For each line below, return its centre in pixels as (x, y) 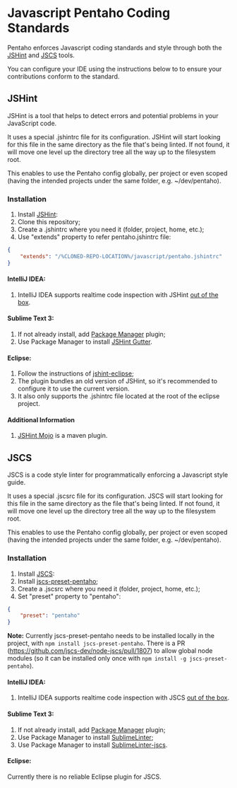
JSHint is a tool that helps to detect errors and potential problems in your (113, 115)
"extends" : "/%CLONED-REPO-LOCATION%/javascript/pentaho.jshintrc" (121, 256)
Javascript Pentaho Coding (89, 13)
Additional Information (41, 419)
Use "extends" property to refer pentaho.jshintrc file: (94, 237)
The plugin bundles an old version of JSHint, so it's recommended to (117, 381)
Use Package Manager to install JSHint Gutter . (85, 342)
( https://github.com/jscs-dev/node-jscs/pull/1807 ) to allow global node (110, 651)
